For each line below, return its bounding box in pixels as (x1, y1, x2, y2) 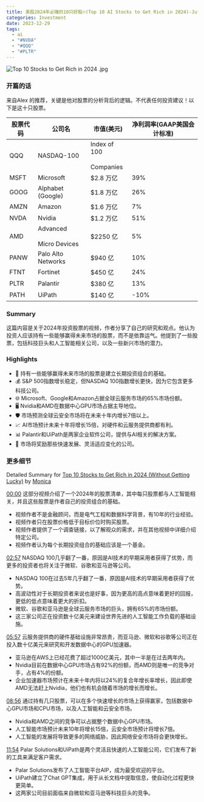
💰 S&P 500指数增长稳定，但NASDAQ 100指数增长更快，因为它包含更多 (15, 377, 193, 384)
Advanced (38, 225, 67, 233)
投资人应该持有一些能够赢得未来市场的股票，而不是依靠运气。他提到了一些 (6, 332, 192, 339)
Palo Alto (38, 250, 64, 258)
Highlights (6, 355, 38, 364)
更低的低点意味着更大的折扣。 (15, 597, 90, 605)
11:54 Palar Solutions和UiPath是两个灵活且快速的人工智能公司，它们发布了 (6, 745, 191, 753)
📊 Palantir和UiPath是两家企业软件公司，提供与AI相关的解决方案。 (15, 431, 180, 438)
